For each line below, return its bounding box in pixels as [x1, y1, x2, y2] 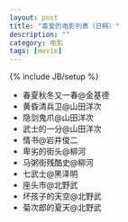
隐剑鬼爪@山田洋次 [22, 112, 95, 123]
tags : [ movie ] [9, 47, 63, 56]
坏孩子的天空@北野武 [22, 191, 102, 202]
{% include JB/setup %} [9, 71, 99, 82]
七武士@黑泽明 [22, 168, 78, 180]
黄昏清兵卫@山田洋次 [22, 101, 102, 112]
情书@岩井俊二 [22, 135, 78, 146]
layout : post [9, 13, 59, 22]
